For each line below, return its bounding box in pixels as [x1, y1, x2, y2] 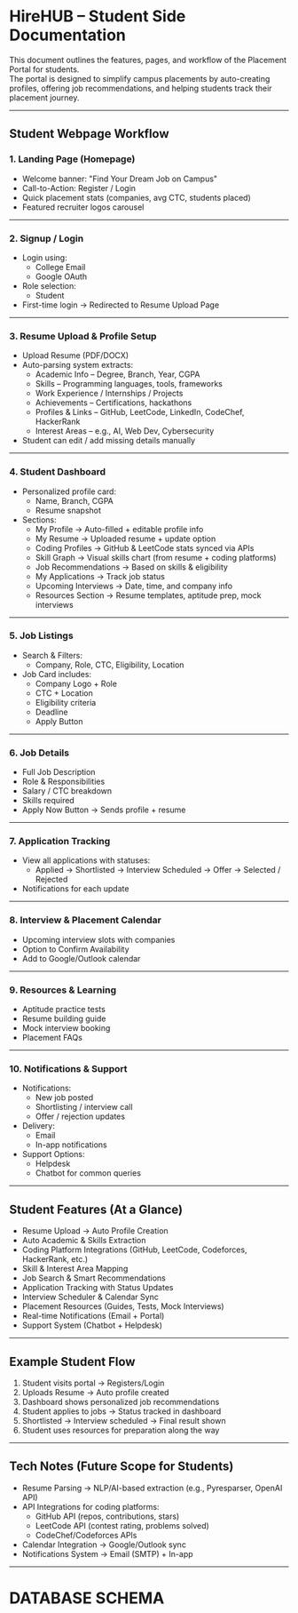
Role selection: [21, 280, 77, 291]
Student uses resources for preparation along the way [21, 1425, 220, 1435]
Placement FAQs [21, 1033, 82, 1042]
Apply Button [35, 715, 83, 726]
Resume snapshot [35, 505, 102, 515]
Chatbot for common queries [35, 1168, 142, 1178]
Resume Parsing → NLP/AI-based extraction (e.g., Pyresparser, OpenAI [21, 1482, 283, 1493]
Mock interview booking [21, 1023, 111, 1033]
